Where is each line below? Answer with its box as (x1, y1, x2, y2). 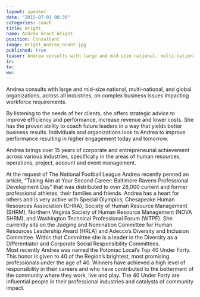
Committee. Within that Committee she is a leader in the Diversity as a (6, 234, 177, 241)
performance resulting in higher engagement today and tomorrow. (6, 135, 168, 143)
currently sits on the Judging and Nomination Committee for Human (6, 221, 173, 229)
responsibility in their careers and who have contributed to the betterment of (6, 266, 194, 273)
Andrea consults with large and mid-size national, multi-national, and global (6, 86, 192, 93)
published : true (6, 48, 46, 53)
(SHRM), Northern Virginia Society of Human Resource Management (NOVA (6, 208, 192, 216)
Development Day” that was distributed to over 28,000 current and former (6, 184, 188, 191)
